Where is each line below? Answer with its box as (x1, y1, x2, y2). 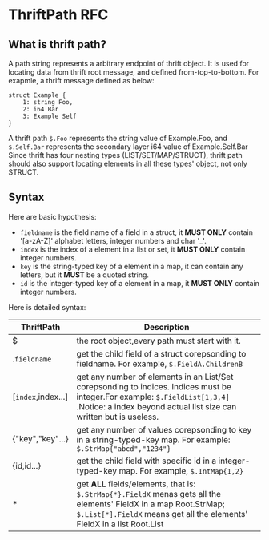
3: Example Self (22, 112, 78, 120)
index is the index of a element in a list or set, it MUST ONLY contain (19, 244, 246, 254)
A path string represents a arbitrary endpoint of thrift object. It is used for (8, 58, 250, 68)
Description (143, 321, 190, 332)
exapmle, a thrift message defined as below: (8, 76, 155, 85)
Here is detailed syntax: (8, 302, 86, 312)
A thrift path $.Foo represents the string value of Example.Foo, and (8, 134, 228, 143)
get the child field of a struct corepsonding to (76, 348, 247, 359)
